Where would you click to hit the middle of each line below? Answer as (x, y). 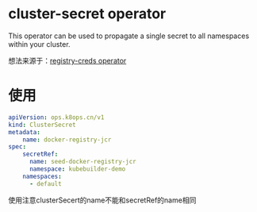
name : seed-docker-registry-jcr (82, 162)
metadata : (25, 132)
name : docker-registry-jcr (67, 140)
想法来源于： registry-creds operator (67, 60)
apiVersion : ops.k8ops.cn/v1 (56, 117)
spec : (17, 147)
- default (45, 183)
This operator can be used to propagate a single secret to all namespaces (129, 36)
